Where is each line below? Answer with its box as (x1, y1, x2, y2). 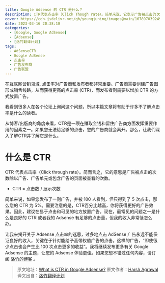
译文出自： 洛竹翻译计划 (17, 272, 65, 279)
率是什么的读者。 (5, 110, 40, 116)
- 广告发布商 (9, 62, 33, 67)
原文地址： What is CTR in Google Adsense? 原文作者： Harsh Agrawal (17, 266, 159, 272)
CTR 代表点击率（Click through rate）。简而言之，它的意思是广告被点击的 (5, 169, 152, 175)
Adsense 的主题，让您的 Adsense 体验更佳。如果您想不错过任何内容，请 (5, 249, 152, 255)
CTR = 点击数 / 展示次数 (12, 185, 61, 191)
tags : (5, 44, 16, 49)
